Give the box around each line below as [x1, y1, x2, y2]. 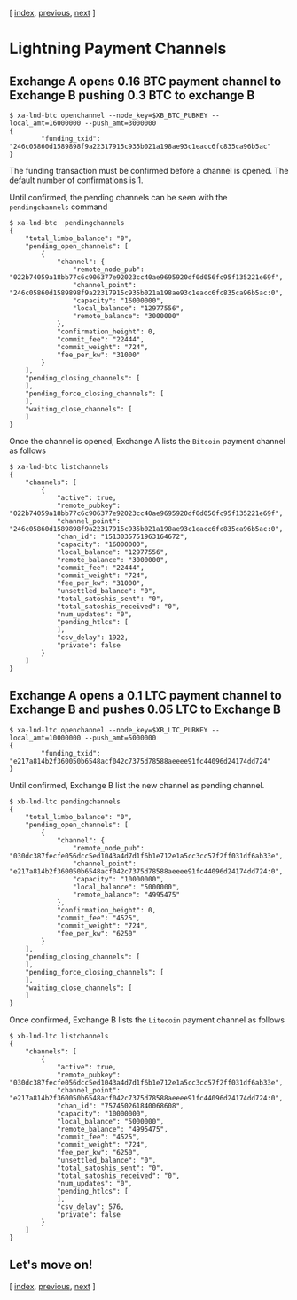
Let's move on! [9, 1257, 93, 1273]
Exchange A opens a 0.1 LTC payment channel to [9, 688, 282, 703]
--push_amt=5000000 [84, 733, 157, 742]
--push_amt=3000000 [84, 119, 157, 128]
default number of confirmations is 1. [9, 175, 144, 185]
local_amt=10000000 [9, 733, 82, 742]
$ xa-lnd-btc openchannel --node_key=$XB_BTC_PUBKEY [9, 111, 208, 120]
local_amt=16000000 [9, 119, 82, 128]
